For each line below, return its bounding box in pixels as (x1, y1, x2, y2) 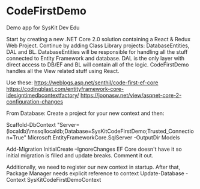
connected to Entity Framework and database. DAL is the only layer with (6, 54, 185, 62)
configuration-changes (6, 97, 63, 105)
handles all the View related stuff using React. (6, 67, 120, 74)
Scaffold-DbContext (6, 121, 56, 128)
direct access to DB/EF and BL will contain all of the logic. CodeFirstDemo (6, 61, 189, 68)
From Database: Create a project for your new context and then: (6, 109, 165, 117)
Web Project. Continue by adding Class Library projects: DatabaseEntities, (6, 42, 190, 49)
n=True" (6, 133, 27, 141)
